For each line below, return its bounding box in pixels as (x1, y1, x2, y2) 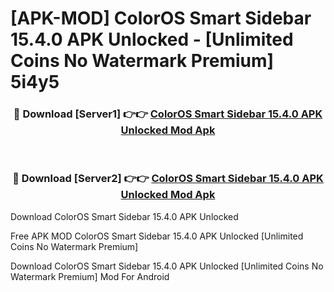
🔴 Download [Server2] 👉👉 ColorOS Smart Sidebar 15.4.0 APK (12, 172, 324, 186)
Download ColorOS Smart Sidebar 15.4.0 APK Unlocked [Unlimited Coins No (10, 260, 324, 272)
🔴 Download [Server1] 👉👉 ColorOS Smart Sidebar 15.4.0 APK (13, 107, 323, 121)
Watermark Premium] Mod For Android (10, 270, 170, 282)
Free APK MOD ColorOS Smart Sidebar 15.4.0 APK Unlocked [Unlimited (10, 230, 304, 242)
